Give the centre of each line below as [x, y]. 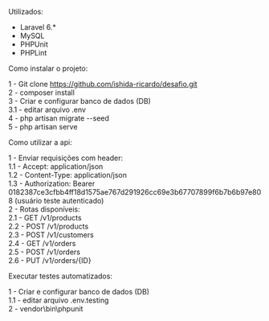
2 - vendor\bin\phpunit [46, 309]
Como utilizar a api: [40, 142]
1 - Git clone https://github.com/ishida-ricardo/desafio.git [103, 84]
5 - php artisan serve [43, 127]
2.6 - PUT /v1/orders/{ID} [50, 260]
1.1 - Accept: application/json [56, 167]
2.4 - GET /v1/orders [42, 243]
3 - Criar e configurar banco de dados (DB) [79, 101]
